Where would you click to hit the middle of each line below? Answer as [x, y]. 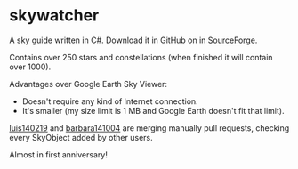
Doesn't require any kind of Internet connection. [110, 101]
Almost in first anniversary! [59, 154]
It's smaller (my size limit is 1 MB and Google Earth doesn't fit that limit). [153, 110]
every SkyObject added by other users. [81, 137]
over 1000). [30, 67]
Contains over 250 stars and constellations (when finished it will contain [141, 57]
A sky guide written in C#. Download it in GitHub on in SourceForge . [133, 40]
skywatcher [54, 16]
